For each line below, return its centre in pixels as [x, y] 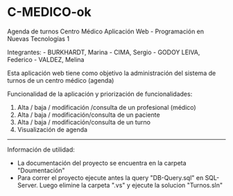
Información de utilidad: [41, 149]
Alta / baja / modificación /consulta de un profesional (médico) [106, 107]
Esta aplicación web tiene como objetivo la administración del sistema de [112, 73]
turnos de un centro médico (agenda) [61, 80]
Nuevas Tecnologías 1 [38, 38]
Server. [27, 185]
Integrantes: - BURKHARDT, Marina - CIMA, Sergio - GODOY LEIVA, [104, 52]
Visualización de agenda [52, 129]
